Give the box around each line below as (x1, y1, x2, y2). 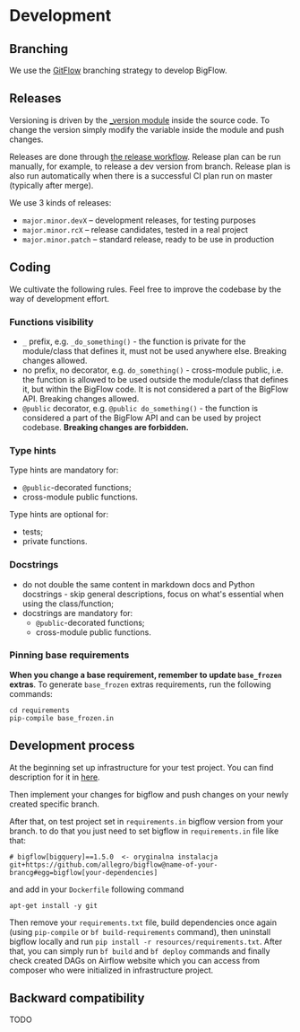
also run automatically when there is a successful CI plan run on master (9, 170, 273, 181)
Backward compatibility (9, 991, 145, 1006)
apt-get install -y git (9, 901, 99, 910)
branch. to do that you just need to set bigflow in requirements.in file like (9, 825, 279, 836)
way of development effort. (9, 293, 110, 304)
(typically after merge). (9, 180, 94, 190)
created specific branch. (9, 798, 100, 809)
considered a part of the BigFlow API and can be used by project (21, 412, 261, 423)
